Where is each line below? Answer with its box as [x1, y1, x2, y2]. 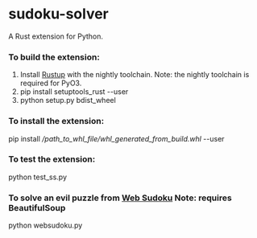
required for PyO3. [19, 78, 82, 88]
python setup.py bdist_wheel [19, 96, 117, 105]
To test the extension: [8, 154, 96, 165]
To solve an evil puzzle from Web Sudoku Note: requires [8, 192, 232, 203]
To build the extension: [8, 51, 101, 63]
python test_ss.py [8, 172, 67, 182]
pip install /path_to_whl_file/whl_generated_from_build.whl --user [8, 133, 225, 143]
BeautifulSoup [8, 202, 66, 213]
